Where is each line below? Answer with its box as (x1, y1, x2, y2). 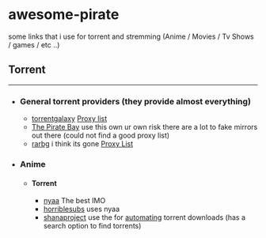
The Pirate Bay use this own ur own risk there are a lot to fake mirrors (31, 123, 258, 132)
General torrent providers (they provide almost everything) (19, 96, 252, 107)
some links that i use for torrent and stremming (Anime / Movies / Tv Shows (8, 32, 255, 41)
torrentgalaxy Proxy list (31, 114, 108, 123)
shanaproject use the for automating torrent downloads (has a (43, 213, 246, 222)
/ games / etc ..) (8, 40, 60, 49)
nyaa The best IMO (43, 196, 106, 206)
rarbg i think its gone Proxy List (31, 139, 134, 149)
